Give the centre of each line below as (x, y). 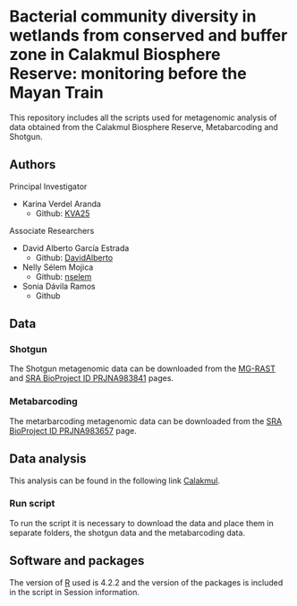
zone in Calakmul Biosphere (115, 55)
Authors (33, 164)
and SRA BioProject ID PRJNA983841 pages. (92, 378)
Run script (32, 504)
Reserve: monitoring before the (128, 74)
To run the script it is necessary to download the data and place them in (142, 523)
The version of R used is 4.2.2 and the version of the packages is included (146, 582)
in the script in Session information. (75, 592)
